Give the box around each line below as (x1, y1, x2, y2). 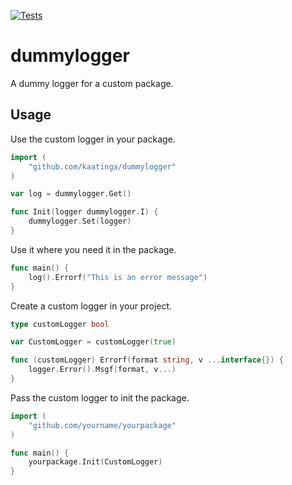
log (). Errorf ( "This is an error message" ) (28, 272, 208, 282)
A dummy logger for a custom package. (10, 77, 174, 89)
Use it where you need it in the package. (10, 243, 177, 255)
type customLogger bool (10, 319, 110, 329)
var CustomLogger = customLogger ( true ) (10, 337, 177, 347)
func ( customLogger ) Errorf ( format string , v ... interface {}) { (10, 355, 284, 365)
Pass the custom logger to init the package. (10, 391, 190, 404)
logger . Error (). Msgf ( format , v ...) (28, 365, 177, 375)
